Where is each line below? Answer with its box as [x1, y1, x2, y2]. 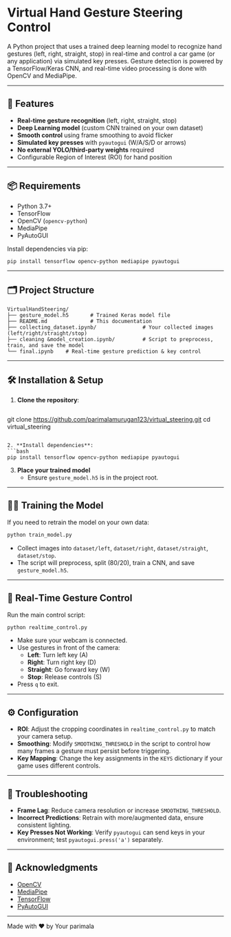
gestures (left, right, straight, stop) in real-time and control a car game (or [7, 50, 215, 58]
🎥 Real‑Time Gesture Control [7, 593, 133, 604]
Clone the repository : [16, 396, 80, 404]
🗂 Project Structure [7, 284, 95, 296]
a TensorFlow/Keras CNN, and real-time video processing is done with [7, 64, 207, 72]
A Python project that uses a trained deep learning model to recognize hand [7, 42, 222, 50]
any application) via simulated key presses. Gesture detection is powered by [7, 56, 223, 65]
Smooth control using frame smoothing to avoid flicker [16, 131, 173, 139]
